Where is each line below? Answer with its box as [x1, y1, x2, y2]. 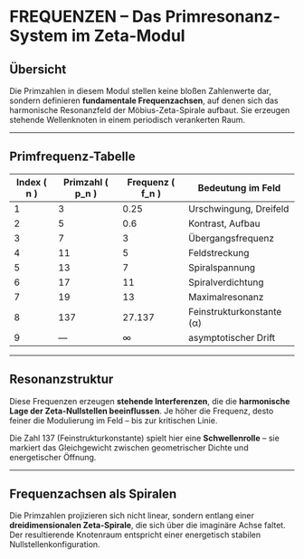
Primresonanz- [165, 6, 280, 27]
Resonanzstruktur [9, 372, 114, 387]
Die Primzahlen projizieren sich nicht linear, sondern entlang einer [9, 510, 255, 521]
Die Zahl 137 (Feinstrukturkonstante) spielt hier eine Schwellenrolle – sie [9, 432, 280, 443]
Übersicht [9, 62, 67, 77]
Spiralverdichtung [188, 276, 264, 289]
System [9, 25, 69, 46]
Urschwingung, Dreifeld [188, 202, 290, 214]
